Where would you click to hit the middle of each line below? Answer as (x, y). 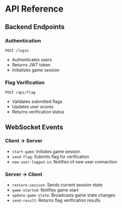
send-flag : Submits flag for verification (50, 157)
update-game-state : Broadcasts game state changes (64, 195)
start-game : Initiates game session (46, 151)
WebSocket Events (34, 127)
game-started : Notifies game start (45, 190)
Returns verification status (38, 112)
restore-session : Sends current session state (57, 185)
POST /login (17, 50)
